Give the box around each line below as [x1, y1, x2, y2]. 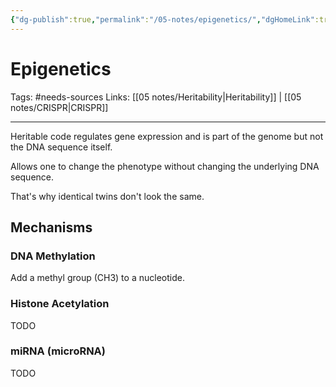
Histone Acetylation [10, 297, 110, 311]
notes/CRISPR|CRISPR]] [10, 101, 109, 113]
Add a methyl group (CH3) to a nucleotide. [10, 272, 185, 284]
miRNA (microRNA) [10, 344, 107, 358]
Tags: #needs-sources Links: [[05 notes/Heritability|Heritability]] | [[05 [10, 91, 302, 103]
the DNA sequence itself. [10, 141, 113, 153]
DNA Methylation [10, 249, 96, 263]
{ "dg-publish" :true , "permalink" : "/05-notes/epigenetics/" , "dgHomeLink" [10, 14, 315, 25]
